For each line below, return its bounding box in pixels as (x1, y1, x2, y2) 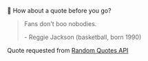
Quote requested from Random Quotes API (7, 47, 129, 54)
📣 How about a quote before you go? (7, 7, 112, 14)
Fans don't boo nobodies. (23, 20, 97, 27)
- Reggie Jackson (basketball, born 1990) (23, 33, 142, 41)
